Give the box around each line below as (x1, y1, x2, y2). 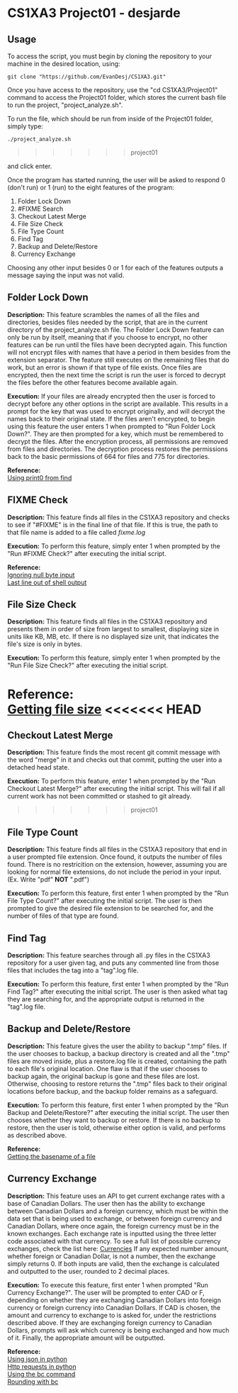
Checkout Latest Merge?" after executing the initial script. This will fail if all (7, 784, 225, 793)
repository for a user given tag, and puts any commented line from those (7, 959, 220, 967)
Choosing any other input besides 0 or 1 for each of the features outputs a (7, 264, 224, 272)
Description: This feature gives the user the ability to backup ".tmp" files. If (7, 1041, 227, 1050)
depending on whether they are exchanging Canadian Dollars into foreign (7, 1296, 222, 1304)
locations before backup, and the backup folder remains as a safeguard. (7, 1087, 218, 1095)
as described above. (7, 1131, 67, 1139)
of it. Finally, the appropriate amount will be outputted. (7, 1333, 166, 1342)
